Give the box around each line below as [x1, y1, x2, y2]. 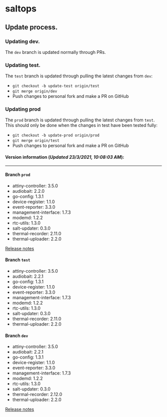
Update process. [5, 23, 58, 31]
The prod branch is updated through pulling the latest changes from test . [5, 117, 155, 123]
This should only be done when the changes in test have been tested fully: [5, 122, 158, 128]
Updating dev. [5, 38, 40, 45]
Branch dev [5, 333, 28, 339]
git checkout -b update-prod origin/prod [12, 133, 99, 138]
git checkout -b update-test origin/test [12, 83, 99, 89]
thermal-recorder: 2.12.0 [12, 392, 62, 398]
